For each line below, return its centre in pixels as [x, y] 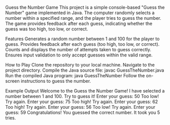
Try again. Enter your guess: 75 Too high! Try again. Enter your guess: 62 [82, 102]
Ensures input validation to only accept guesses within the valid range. [79, 55]
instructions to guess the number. [56, 81]
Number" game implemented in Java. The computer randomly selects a [80, 13]
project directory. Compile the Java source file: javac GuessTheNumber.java [85, 70]
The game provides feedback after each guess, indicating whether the [79, 23]
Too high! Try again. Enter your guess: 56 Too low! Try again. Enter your [80, 107]
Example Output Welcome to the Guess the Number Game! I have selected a [85, 91]
